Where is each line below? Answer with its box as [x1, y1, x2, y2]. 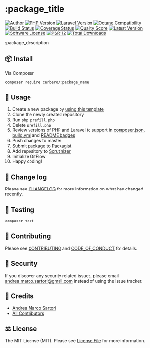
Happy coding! [12, 158, 42, 164]
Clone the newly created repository [12, 112, 84, 118]
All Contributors [12, 310, 44, 316]
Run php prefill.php [12, 117, 55, 123]
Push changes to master [12, 138, 62, 144]
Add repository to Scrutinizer [12, 148, 71, 154]
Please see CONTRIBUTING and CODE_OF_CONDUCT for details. [5, 245, 138, 251]
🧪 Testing [5, 205, 35, 214]
